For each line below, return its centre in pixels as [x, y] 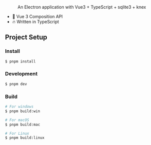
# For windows [19, 107]
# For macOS [17, 120]
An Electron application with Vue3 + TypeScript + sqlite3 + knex [82, 7]
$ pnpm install [20, 61]
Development [21, 74]
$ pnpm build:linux [25, 138]
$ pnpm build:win [23, 111]
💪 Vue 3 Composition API [38, 16]
